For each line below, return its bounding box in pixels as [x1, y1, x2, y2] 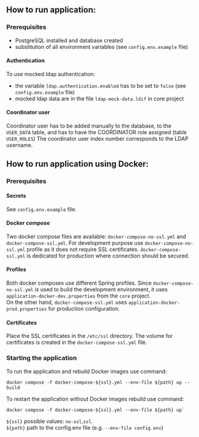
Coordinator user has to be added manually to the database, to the [6, 122, 172, 129]
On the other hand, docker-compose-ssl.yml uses [6, 299, 128, 306]
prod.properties [6, 306, 47, 312]
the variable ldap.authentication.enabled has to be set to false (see [14, 82, 186, 89]
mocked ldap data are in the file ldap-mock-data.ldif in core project [14, 95, 184, 102]
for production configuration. [48, 305, 121, 312]
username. [6, 141, 33, 149]
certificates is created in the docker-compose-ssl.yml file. [6, 338, 148, 346]
